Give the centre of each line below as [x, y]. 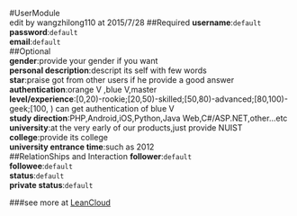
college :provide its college [58, 137]
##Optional [30, 51]
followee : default [41, 166]
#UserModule [35, 13]
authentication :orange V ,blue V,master [83, 90]
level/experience [42, 99]
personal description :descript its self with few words [108, 70]
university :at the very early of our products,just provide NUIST [126, 128]
